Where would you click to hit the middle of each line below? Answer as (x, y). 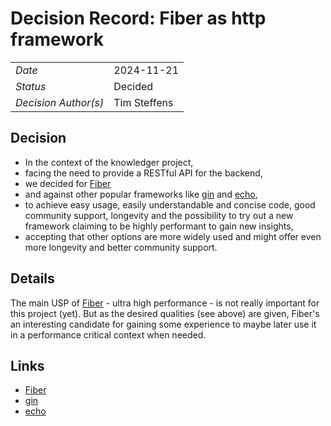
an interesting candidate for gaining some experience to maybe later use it (163, 324)
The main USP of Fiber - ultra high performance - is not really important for (165, 303)
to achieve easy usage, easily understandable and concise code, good (170, 204)
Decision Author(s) (60, 102)
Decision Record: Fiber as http (138, 18)
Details (32, 278)
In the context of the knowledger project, (109, 162)
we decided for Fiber (68, 183)
